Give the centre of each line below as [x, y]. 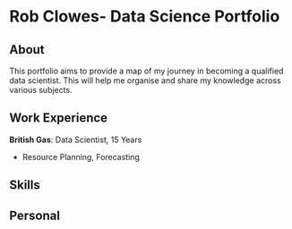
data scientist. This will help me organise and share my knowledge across [145, 81]
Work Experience [59, 118]
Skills [25, 185]
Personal [35, 215]
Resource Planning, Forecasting [81, 157]
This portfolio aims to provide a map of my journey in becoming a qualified [146, 71]
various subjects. [41, 90]
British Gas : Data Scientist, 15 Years [76, 140]
